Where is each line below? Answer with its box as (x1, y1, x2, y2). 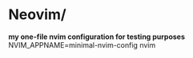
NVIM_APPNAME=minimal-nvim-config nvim (8, 40, 156, 49)
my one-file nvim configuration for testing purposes (8, 32, 186, 41)
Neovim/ (8, 6, 66, 24)
